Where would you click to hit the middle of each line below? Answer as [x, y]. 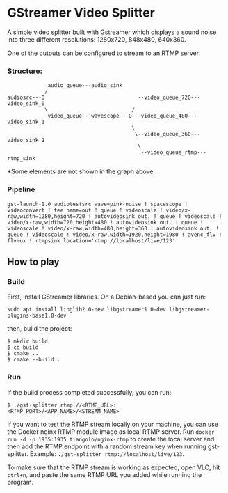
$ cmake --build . [34, 360]
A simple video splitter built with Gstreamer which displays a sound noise [112, 32]
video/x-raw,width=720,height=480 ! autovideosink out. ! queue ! [105, 222]
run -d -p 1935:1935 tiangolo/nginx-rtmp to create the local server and [111, 439]
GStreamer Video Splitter [81, 13]
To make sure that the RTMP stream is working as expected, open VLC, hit [114, 467]
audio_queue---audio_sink [85, 86]
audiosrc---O [26, 98]
